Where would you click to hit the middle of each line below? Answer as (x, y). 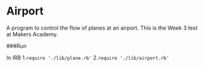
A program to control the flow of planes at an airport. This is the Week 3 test (102, 28)
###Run (16, 46)
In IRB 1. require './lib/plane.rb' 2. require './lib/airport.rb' (88, 57)
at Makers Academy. (32, 34)
